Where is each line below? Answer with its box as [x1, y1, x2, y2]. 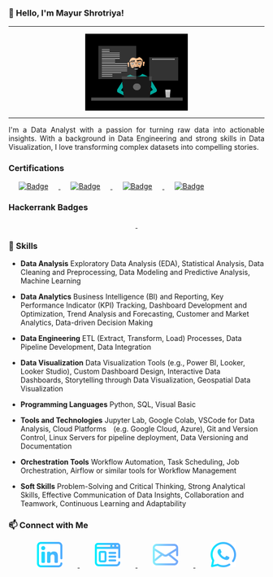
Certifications [8, 163, 65, 174]
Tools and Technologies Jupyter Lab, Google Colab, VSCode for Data [19, 415, 255, 426]
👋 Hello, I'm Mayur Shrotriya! [8, 7, 124, 19]
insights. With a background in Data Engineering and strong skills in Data [8, 133, 265, 143]
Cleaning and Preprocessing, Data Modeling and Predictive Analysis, [19, 268, 250, 278]
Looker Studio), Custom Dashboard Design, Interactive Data [19, 366, 221, 377]
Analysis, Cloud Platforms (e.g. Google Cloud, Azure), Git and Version [19, 424, 258, 434]
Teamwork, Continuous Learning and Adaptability [19, 499, 187, 509]
